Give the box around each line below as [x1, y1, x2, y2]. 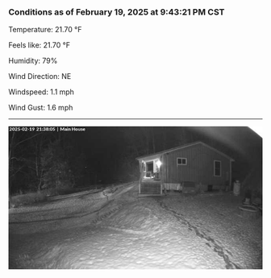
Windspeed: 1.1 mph [8, 87, 75, 97]
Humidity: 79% [8, 56, 58, 66]
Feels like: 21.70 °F [8, 40, 71, 50]
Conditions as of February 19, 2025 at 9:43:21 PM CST [8, 6, 225, 18]
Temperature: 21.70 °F [8, 25, 82, 35]
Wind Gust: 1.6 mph [8, 103, 73, 113]
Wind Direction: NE [8, 72, 72, 81]
